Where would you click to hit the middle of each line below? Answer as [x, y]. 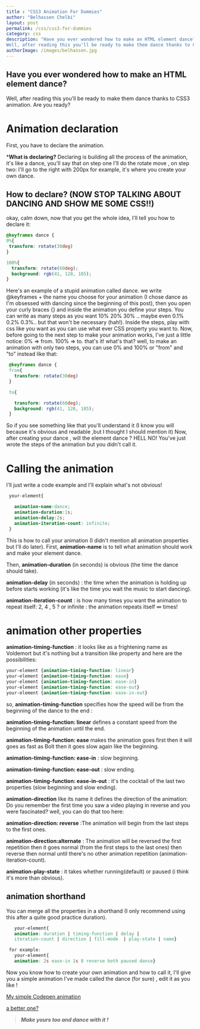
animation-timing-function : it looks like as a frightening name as [87, 647]
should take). [22, 571]
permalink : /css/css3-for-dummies [49, 28]
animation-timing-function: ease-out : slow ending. [71, 769]
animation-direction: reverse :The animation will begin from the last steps [97, 823]
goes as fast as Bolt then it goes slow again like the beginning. [82, 746]
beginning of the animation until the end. [56, 728]
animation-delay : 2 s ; [40, 518]
